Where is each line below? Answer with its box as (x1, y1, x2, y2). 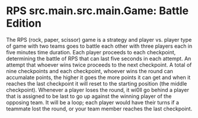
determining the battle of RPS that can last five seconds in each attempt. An (6, 55, 191, 62)
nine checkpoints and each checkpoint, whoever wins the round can (6, 67, 174, 74)
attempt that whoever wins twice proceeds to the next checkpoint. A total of (6, 61, 192, 68)
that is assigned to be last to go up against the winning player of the (6, 93, 172, 100)
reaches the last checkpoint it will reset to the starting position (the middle (6, 80, 187, 87)
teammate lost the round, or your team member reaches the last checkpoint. (6, 105, 193, 112)
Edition (6, 17, 41, 30)
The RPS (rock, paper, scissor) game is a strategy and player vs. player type (6, 36, 192, 43)
